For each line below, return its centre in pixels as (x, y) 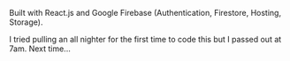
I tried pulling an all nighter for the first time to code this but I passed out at (145, 39)
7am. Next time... (40, 49)
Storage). (26, 22)
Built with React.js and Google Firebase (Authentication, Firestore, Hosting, (145, 13)
